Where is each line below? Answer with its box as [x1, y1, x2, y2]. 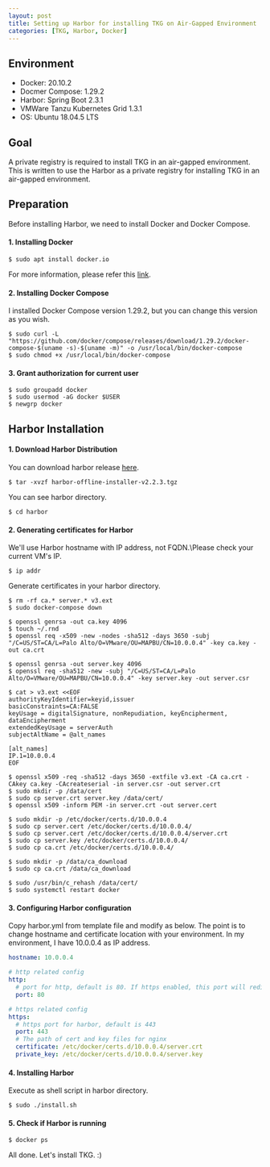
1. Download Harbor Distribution [8, 444, 118, 454]
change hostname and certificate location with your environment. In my [8, 929, 245, 940]
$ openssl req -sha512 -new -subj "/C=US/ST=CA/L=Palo [8, 667, 196, 676]
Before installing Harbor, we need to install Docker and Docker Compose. [8, 219, 251, 228]
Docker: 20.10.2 [19, 78, 72, 88]
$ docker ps [8, 1136, 48, 1144]
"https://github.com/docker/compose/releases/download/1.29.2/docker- [8, 337, 250, 345]
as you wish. [8, 315, 50, 324]
